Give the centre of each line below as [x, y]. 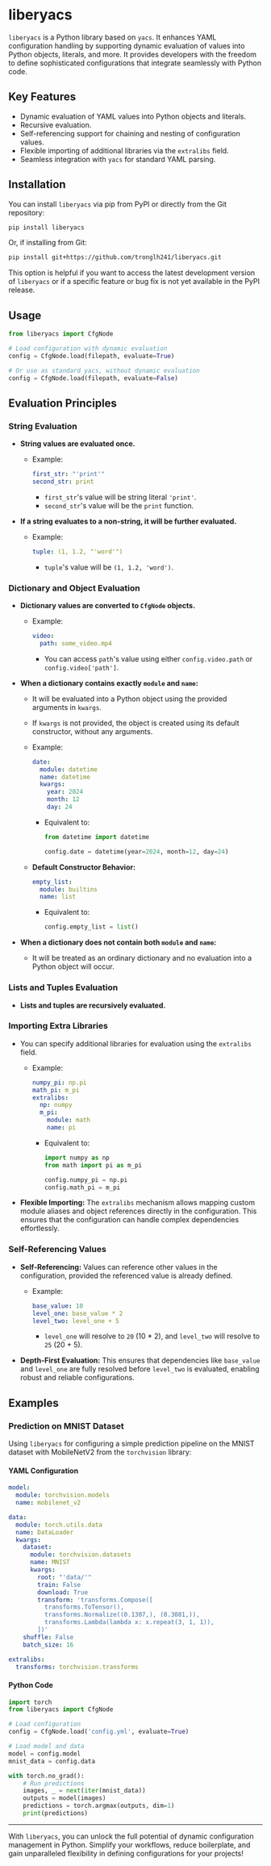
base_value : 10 [57, 1306]
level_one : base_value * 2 [77, 1313]
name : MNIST [50, 1563]
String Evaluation [43, 426]
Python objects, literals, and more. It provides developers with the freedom [132, 54]
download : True [63, 1592]
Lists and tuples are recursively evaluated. [93, 1005]
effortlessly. [40, 1229]
